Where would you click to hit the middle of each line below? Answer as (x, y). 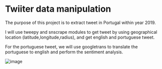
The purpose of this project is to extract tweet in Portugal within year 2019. (81, 23)
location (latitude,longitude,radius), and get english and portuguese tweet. (80, 37)
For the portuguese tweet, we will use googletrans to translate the (71, 46)
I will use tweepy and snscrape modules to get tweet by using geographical (81, 32)
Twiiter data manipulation (58, 9)
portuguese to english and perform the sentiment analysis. (64, 52)
